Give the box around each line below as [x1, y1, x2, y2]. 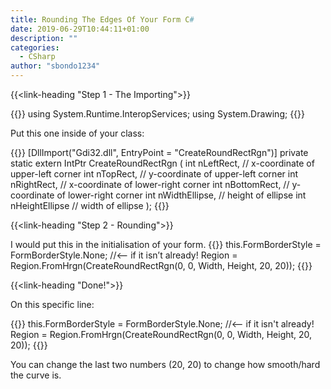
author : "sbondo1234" [10, 61, 101, 71]
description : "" [10, 33, 78, 43]
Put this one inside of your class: [10, 127, 145, 139]
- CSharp [19, 52, 56, 62]
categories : [10, 42, 60, 53]
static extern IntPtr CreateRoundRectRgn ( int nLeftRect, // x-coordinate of [10, 157, 315, 169]
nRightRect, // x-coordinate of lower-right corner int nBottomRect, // [10, 179, 290, 190]
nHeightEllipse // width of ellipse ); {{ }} [10, 200, 170, 211]
